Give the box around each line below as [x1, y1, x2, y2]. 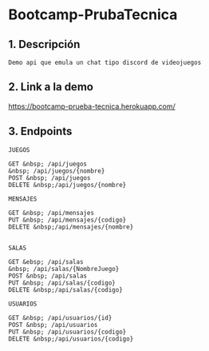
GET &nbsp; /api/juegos [8, 160, 88, 168]
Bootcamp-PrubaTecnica [8, 6, 178, 24]
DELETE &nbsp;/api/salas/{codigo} [8, 285, 124, 293]
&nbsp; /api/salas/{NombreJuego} [8, 265, 120, 273]
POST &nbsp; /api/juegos [8, 174, 91, 181]
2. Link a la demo [8, 80, 94, 94]
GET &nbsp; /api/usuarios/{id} [8, 313, 112, 321]
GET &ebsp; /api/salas [8, 257, 84, 265]
